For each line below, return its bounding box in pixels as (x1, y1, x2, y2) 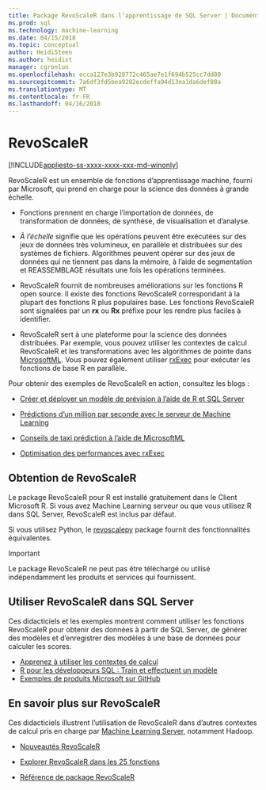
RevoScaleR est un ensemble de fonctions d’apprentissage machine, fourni (8, 176, 253, 185)
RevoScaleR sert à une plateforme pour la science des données (19, 330, 227, 339)
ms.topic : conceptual (8, 41, 80, 49)
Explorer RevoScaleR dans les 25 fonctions (19, 757, 160, 766)
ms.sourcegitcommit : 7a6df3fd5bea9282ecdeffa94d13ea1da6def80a (8, 78, 222, 86)
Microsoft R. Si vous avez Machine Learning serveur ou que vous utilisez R (8, 501, 252, 510)
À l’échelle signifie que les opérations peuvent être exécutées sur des (19, 231, 247, 242)
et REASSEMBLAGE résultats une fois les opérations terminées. (19, 265, 226, 275)
